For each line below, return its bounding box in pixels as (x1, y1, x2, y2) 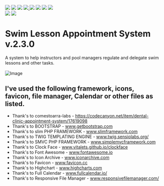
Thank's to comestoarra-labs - (12, 113, 74, 118)
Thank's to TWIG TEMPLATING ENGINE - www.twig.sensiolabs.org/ (12, 134, 149, 139)
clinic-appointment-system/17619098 (12, 118, 88, 124)
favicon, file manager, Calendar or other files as (5, 92, 153, 100)
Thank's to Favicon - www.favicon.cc (12, 160, 88, 165)
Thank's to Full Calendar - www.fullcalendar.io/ (12, 170, 108, 176)
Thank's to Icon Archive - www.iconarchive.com (12, 154, 110, 160)
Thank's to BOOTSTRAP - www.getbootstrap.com (12, 123, 113, 129)
